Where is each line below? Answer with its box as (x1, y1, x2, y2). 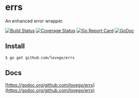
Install (5, 42, 25, 51)
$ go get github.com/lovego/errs (5, 55, 75, 60)
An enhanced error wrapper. (5, 18, 63, 24)
